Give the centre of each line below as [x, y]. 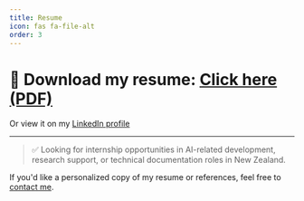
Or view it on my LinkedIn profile [70, 124]
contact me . [32, 187]
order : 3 [26, 34]
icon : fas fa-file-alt [52, 26]
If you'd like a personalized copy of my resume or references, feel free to [146, 177]
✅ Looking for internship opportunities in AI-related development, [153, 149]
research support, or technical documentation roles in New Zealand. [159, 160]
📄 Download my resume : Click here [143, 79]
